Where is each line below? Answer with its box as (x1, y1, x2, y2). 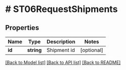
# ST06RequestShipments (5, 3, 118, 15)
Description (46, 38, 76, 45)
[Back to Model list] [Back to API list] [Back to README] (5, 59, 121, 65)
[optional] (80, 46, 103, 53)
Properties (5, 23, 39, 32)
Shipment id (46, 46, 75, 53)
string (27, 46, 42, 53)
